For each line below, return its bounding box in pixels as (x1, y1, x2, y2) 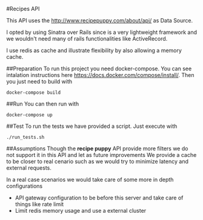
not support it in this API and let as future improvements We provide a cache (6, 152, 197, 158)
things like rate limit (15, 201, 64, 208)
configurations (6, 182, 43, 190)
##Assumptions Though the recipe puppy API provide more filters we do (6, 145, 188, 152)
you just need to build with (6, 78, 73, 85)
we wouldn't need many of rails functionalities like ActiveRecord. (6, 35, 168, 42)
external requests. (6, 164, 52, 172)
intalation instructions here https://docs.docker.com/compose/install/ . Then (6, 72, 195, 78)
